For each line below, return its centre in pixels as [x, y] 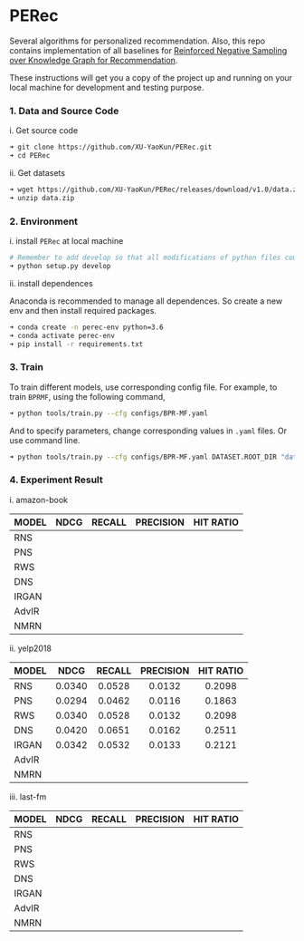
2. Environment [44, 221]
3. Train [26, 367]
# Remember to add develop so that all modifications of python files [145, 258]
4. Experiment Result [57, 480]
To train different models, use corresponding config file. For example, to [143, 387]
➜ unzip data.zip [42, 198]
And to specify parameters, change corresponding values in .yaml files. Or [148, 431]
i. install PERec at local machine [66, 241]
